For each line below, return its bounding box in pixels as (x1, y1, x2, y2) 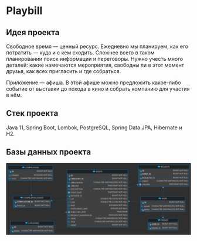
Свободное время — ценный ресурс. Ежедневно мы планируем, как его (6, 43, 189, 50)
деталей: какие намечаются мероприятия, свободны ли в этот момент (6, 61, 185, 68)
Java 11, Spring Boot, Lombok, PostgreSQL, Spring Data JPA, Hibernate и (6, 124, 182, 131)
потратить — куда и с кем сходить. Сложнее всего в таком (6, 49, 155, 56)
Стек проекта (6, 108, 59, 118)
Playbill (6, 4, 43, 18)
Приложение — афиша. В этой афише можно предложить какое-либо (6, 79, 181, 86)
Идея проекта (6, 27, 60, 37)
